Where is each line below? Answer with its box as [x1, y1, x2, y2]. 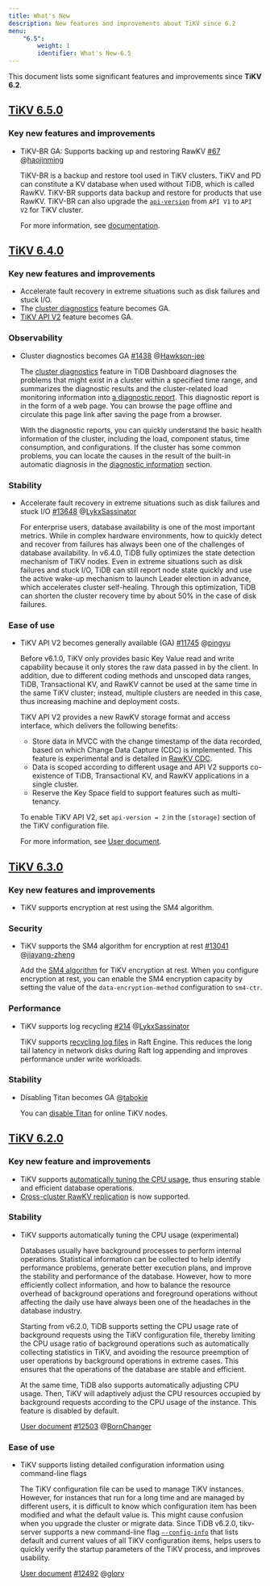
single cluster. [31, 779, 79, 789]
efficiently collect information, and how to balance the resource [19, 1280, 231, 1289]
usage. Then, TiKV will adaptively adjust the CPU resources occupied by [19, 1388, 261, 1398]
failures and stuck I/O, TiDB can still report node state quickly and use [19, 565, 252, 575]
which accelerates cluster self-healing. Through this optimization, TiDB [19, 582, 256, 592]
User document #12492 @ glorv [19, 1569, 125, 1579]
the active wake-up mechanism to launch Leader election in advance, [19, 573, 251, 583]
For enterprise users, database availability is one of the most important [19, 522, 255, 532]
